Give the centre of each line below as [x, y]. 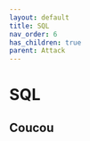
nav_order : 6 [33, 34]
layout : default [39, 17]
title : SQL [29, 26]
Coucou [32, 127]
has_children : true [45, 42]
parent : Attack [37, 51]
